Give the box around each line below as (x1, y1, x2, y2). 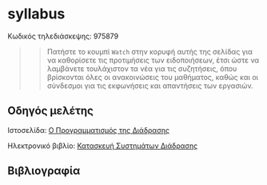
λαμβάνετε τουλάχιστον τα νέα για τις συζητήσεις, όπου (46, 63, 237, 73)
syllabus (7, 5, 66, 23)
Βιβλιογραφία (7, 164, 81, 178)
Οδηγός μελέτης (7, 104, 94, 118)
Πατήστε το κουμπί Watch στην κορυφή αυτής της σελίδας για (46, 46, 253, 56)
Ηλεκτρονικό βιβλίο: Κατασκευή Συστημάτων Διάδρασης (7, 141, 198, 151)
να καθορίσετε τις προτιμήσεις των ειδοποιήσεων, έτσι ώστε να (46, 55, 260, 65)
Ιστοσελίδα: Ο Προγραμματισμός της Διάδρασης (7, 125, 169, 135)
